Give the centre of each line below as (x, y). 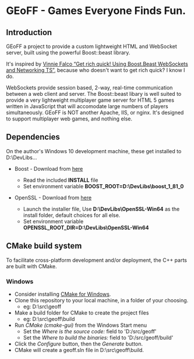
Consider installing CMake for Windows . (63, 294)
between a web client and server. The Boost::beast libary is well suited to (94, 94)
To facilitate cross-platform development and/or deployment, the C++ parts (97, 260)
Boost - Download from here (49, 168)
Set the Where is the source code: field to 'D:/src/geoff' (90, 331)
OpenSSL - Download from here (53, 198)
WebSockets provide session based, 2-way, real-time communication (89, 88)
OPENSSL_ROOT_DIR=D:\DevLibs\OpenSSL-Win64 (86, 227)
